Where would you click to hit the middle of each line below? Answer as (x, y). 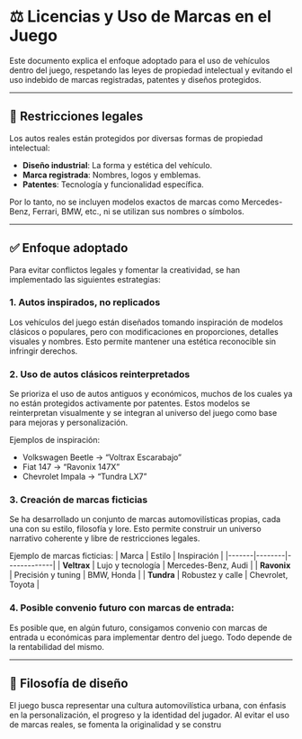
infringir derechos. (44, 351)
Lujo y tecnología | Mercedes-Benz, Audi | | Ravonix (194, 565)
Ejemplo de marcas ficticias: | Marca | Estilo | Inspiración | (116, 556)
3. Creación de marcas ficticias (79, 500)
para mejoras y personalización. (69, 423)
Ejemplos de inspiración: (55, 440)
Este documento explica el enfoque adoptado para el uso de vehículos (140, 60)
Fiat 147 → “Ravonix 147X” (71, 467)
